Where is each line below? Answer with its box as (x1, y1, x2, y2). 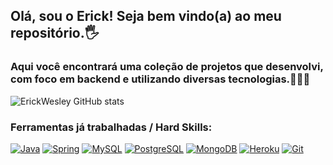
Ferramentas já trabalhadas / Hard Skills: (10, 120, 213, 134)
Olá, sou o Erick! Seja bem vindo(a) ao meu (10, 8, 282, 25)
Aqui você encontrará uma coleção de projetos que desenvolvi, (10, 60, 324, 74)
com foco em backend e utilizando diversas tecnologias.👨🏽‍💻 (10, 72, 311, 86)
